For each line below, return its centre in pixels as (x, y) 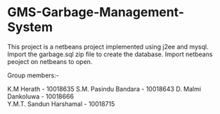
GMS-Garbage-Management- (96, 12)
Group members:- (33, 75)
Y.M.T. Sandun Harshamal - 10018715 (61, 103)
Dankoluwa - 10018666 (41, 96)
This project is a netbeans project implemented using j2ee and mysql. (108, 46)
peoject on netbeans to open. (50, 61)
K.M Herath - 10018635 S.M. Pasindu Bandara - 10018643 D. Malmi (104, 89)
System (30, 27)
